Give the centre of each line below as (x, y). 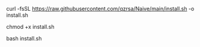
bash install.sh (24, 38)
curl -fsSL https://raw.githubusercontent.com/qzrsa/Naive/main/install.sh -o (100, 9)
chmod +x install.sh (31, 27)
